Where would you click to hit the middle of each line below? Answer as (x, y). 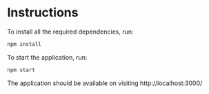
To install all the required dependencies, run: (70, 32)
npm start (21, 70)
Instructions (43, 13)
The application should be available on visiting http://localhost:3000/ (105, 83)
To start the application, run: (47, 57)
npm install (24, 44)
